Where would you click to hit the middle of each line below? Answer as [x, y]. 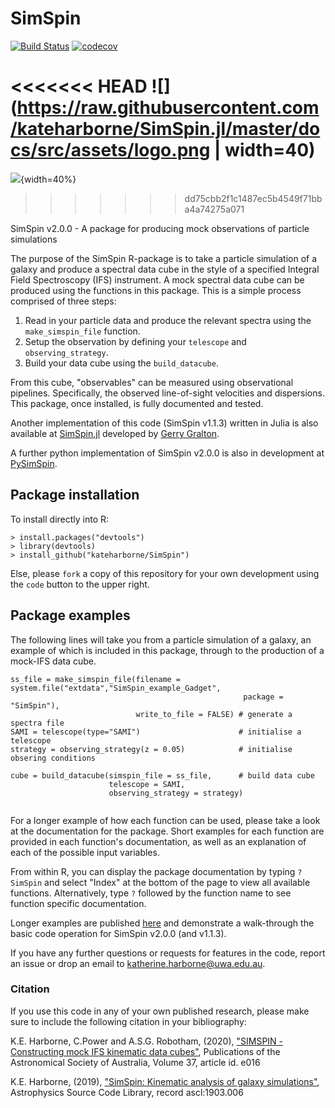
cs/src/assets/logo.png [110, 150]
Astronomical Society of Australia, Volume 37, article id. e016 [135, 1062]
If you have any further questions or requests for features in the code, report [168, 953]
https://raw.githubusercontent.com [168, 108]
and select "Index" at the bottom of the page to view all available [177, 882]
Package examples [70, 615]
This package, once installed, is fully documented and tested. [137, 403]
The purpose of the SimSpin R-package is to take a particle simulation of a [164, 258]
